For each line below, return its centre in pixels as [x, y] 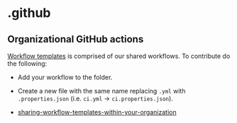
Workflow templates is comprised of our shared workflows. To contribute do [119, 56]
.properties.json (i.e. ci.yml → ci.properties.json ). [95, 98]
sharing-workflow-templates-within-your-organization [97, 112]
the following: [27, 64]
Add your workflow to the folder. [65, 77]
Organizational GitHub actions [76, 39]
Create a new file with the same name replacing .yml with [101, 91]
